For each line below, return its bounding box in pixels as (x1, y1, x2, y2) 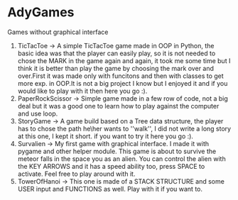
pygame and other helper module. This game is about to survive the (17, 147, 217, 155)
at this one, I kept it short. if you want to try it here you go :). (17, 132, 194, 140)
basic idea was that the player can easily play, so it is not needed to (17, 49, 216, 57)
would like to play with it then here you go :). (17, 87, 148, 95)
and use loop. (17, 109, 58, 118)
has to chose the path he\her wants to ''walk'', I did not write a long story (17, 124, 232, 133)
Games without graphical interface (7, 28, 109, 36)
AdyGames (7, 4, 75, 21)
